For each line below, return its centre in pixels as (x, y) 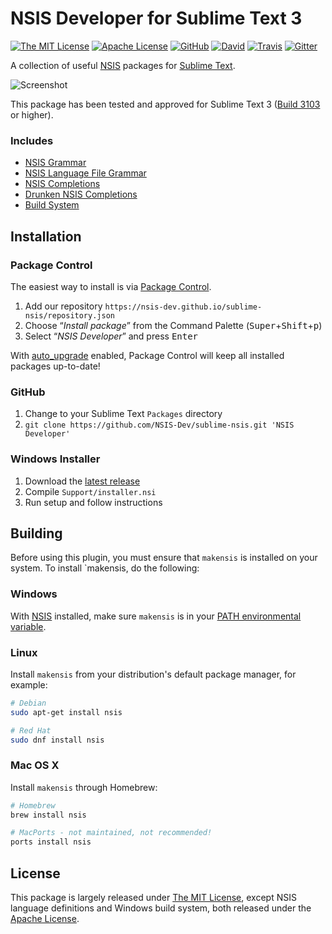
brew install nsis (48, 815)
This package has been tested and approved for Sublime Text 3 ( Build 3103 (165, 104)
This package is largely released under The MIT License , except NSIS (153, 898)
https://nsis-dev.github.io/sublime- (183, 307)
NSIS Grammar (55, 163)
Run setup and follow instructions (93, 502)
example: (29, 684)
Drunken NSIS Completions (81, 194)
